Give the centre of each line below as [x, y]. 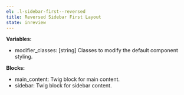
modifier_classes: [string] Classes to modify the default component [96, 50]
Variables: [19, 39]
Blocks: [16, 68]
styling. [24, 57]
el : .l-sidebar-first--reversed [46, 11]
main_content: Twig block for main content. [67, 79]
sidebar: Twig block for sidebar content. [63, 86]
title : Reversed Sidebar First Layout [54, 17]
